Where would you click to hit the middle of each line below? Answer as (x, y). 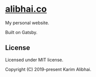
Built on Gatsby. (21, 32)
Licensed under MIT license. (34, 60)
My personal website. (27, 23)
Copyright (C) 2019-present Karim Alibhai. (48, 69)
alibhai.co (26, 9)
